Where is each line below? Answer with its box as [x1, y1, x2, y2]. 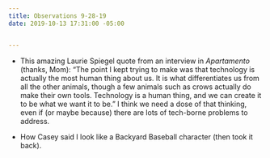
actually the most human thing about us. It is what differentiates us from [19, 73, 260, 83]
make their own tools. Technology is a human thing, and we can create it [19, 90, 262, 100]
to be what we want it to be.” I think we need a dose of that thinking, [19, 99, 247, 109]
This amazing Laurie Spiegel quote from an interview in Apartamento [19, 56, 251, 66]
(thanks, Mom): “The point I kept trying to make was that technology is [19, 64, 255, 74]
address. [19, 116, 50, 126]
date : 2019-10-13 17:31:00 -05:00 [8, 19, 125, 28]
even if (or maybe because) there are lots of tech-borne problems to [19, 107, 248, 117]
